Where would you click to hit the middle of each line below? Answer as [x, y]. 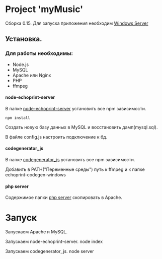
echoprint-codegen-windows [36, 175]
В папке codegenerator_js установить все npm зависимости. [70, 160]
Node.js [21, 64]
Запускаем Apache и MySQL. [36, 232]
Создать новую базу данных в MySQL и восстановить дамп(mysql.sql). [82, 127]
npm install [18, 118]
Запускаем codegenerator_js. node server [50, 251]
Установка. [24, 39]
